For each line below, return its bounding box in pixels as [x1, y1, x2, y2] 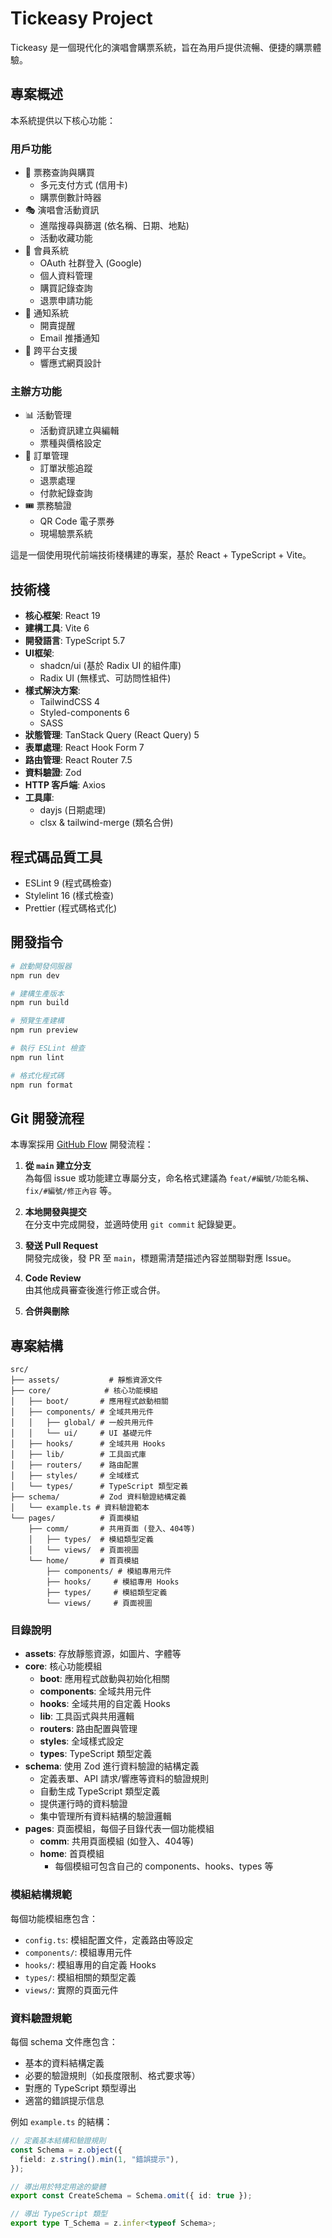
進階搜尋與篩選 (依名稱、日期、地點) [39, 220, 190, 232]
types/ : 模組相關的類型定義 [24, 1971, 137, 1983]
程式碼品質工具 [10, 848, 103, 866]
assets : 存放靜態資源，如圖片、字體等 [24, 1648, 182, 1660]
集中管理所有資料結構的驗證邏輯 [39, 1810, 172, 1822]
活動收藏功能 [39, 232, 93, 244]
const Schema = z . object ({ [10, 2145, 123, 2155]
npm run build [10, 998, 70, 1008]
